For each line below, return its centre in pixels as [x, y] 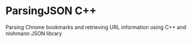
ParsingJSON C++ [51, 11]
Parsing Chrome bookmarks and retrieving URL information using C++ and [96, 27]
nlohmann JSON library [34, 33]
